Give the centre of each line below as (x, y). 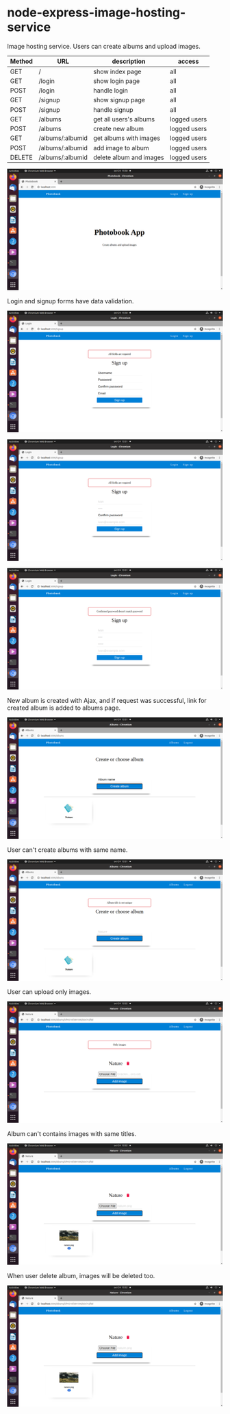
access (188, 61)
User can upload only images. (49, 992)
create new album (118, 129)
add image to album (121, 148)
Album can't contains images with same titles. (72, 1134)
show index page (117, 71)
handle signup (113, 109)
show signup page (119, 100)
